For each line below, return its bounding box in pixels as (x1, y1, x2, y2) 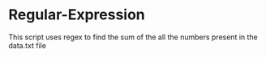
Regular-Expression (8, 6, 146, 24)
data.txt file (8, 40, 47, 50)
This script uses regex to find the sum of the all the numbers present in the (8, 32, 258, 42)
